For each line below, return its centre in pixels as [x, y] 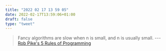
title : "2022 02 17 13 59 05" [37, 10]
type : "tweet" [20, 24]
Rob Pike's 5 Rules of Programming [54, 43]
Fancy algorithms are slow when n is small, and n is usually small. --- [89, 38]
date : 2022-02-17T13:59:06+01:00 [40, 14]
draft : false [19, 19]
